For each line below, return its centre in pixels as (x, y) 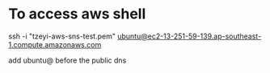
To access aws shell (77, 14)
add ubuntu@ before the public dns (67, 60)
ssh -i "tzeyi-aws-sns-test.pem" (62, 36)
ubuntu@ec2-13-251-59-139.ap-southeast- (189, 36)
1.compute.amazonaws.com (55, 44)
